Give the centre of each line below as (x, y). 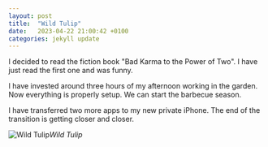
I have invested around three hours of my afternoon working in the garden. (133, 86)
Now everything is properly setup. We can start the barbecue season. (125, 95)
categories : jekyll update (54, 39)
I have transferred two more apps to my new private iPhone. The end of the (134, 110)
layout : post (30, 16)
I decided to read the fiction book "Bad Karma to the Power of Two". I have (133, 62)
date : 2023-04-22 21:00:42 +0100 (69, 31)
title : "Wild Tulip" (45, 24)
